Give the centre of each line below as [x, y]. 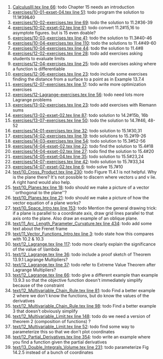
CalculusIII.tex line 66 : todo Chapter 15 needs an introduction [73, 7]
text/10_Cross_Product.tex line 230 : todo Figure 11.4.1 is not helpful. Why [85, 172]
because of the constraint [38, 285]
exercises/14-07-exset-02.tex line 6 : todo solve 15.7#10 [68, 167]
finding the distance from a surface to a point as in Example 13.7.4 [78, 79]
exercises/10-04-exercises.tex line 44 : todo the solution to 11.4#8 [78, 48]
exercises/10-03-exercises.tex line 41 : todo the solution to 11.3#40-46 [82, 38]
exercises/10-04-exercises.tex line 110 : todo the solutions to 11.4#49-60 [84, 43]
